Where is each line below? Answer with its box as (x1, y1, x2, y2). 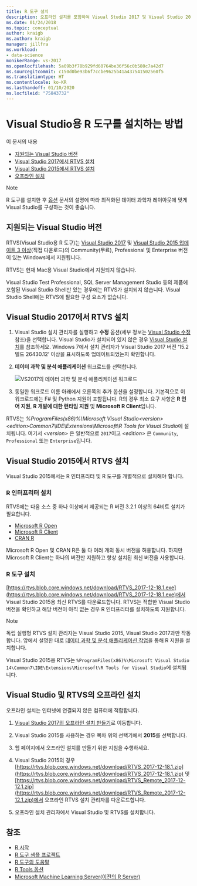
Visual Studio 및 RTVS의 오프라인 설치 (6, 690, 141, 700)
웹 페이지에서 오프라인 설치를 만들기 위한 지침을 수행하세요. (14, 744, 150, 751)
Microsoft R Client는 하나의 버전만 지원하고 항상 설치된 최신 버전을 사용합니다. (6, 554, 185, 561)
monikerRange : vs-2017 (6, 57, 62, 63)
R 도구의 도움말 (14, 858, 50, 865)
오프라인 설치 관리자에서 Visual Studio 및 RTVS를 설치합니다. (14, 809, 155, 816)
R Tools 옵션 (14, 866, 44, 873)
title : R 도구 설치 (6, 8, 49, 15)
